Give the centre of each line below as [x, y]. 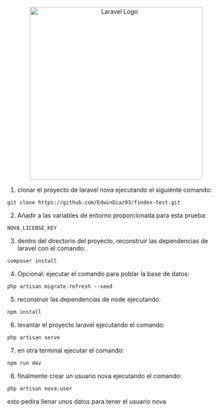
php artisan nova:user [40, 388]
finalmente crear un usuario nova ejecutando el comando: [99, 376]
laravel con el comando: [51, 248]
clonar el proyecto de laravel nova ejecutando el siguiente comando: [114, 190]
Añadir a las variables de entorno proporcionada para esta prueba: [112, 215]
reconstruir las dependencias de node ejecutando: [89, 299]
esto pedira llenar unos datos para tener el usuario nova [87, 401]
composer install [32, 261]
